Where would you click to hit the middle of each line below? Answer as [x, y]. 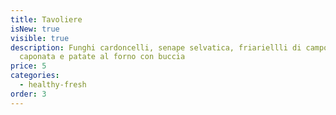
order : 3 [28, 94]
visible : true [40, 38]
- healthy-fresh [53, 85]
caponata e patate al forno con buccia [102, 57]
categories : [35, 76]
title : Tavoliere [46, 19]
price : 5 [28, 66]
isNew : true [35, 29]
